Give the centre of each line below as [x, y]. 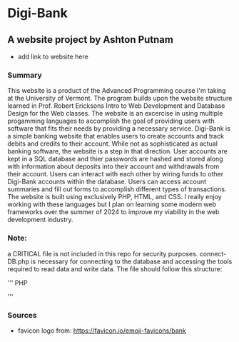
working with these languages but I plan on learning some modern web [112, 204]
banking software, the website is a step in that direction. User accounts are [118, 151]
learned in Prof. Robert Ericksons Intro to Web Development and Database [116, 106]
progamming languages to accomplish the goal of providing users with [111, 121]
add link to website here [53, 56]
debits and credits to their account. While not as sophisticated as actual [112, 144]
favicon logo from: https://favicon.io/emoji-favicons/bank [102, 331]
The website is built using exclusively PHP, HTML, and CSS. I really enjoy [115, 197]
